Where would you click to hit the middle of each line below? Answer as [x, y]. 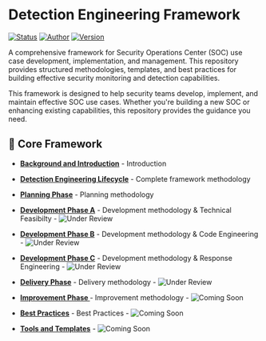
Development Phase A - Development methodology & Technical [125, 210]
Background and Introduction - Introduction [93, 163]
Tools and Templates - [58, 328]
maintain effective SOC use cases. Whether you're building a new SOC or [129, 102]
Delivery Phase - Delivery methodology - [88, 282]
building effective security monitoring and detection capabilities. [114, 78]
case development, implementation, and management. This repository [123, 61]
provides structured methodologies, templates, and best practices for [123, 69]
